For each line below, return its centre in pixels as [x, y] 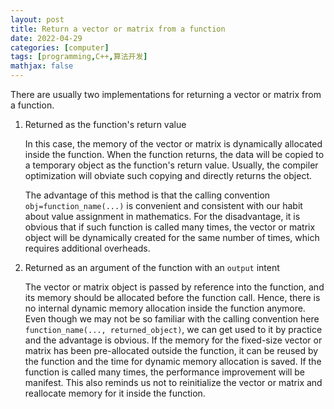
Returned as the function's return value [105, 124]
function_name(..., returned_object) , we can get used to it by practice [173, 329]
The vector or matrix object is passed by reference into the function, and [174, 287]
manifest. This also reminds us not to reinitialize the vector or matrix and [173, 382]
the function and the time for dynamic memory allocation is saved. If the [173, 361]
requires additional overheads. [87, 248]
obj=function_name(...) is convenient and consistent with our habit [163, 205]
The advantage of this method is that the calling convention [147, 195]
